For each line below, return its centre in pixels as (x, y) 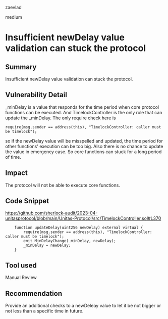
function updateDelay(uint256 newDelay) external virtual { (79, 228)
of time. (13, 157)
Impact (16, 173)
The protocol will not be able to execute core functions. (63, 185)
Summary (21, 67)
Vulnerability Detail (36, 95)
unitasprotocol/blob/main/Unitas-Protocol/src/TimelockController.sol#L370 (83, 218)
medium (14, 17)
